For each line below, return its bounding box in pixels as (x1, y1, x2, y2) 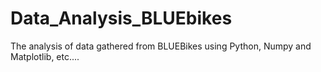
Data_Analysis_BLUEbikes (10, 7, 233, 30)
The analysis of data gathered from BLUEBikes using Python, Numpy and (10, 40, 312, 52)
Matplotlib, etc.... (10, 50, 80, 62)
